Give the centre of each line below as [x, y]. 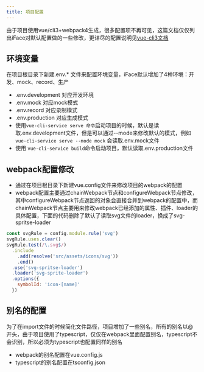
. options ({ [26, 279]
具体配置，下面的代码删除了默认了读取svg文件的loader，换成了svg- [100, 216]
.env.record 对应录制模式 [46, 110]
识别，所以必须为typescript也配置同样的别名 [67, 342]
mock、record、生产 [43, 82]
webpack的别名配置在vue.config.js [59, 354]
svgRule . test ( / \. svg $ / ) [37, 245]
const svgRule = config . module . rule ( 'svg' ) [62, 234]
